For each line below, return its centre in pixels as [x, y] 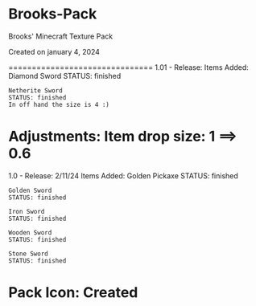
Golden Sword [30, 190]
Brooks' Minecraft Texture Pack [61, 36]
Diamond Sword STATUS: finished [65, 75]
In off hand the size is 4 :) [59, 104]
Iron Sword [27, 211]
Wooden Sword [30, 233]
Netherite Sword [35, 90]
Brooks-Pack [53, 14]
